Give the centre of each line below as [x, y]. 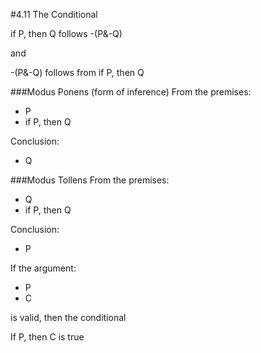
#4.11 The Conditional [54, 14]
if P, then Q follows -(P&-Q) [66, 33]
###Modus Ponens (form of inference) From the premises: [131, 92]
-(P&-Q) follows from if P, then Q [77, 72]
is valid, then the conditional [68, 317]
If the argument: [43, 268]
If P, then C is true [47, 337]
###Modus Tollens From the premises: [90, 180]
